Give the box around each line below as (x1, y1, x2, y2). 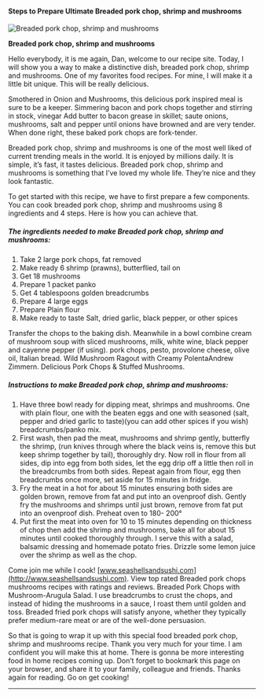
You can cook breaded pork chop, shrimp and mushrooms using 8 (8, 201, 222, 210)
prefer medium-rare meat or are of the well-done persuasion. (8, 616, 207, 625)
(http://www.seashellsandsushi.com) (8, 574, 127, 584)
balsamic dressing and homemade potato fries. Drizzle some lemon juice (19, 542, 256, 551)
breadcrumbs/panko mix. (19, 425, 101, 434)
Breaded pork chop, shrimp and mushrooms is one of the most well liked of (8, 143, 252, 153)
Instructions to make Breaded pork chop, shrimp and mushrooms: (8, 380, 229, 389)
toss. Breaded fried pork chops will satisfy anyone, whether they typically (8, 607, 247, 617)
